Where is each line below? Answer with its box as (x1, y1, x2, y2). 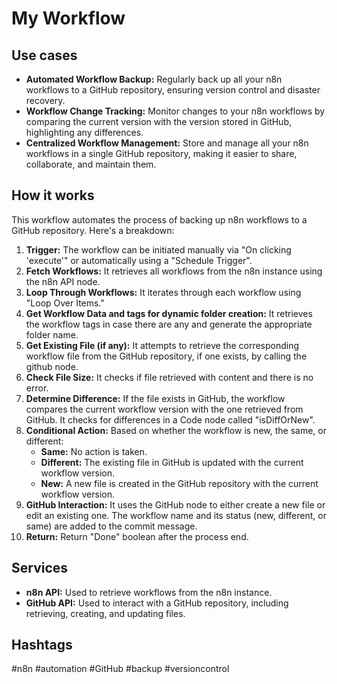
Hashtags (11, 637, 73, 654)
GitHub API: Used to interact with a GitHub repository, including (25, 597, 289, 609)
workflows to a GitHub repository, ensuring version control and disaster (25, 84, 321, 96)
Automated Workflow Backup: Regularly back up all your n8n (25, 73, 283, 85)
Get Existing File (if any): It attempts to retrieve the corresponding (25, 339, 300, 351)
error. (25, 382, 49, 394)
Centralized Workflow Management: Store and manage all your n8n (25, 137, 309, 149)
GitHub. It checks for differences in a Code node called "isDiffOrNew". (25, 413, 316, 426)
